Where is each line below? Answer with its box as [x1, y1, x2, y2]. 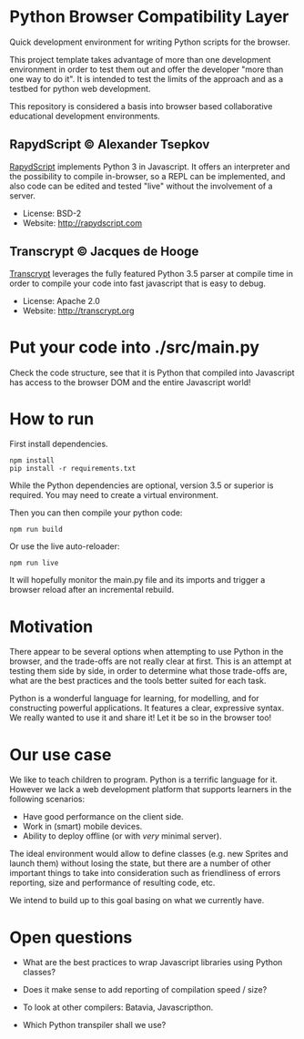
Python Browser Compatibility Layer [9, 6, 289, 27]
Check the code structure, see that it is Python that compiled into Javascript [9, 367, 295, 378]
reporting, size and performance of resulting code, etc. [9, 877, 216, 889]
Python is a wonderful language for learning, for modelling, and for [9, 693, 259, 704]
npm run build [9, 525, 64, 535]
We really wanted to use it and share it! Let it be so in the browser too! [9, 712, 272, 723]
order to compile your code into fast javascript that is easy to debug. [9, 278, 267, 289]
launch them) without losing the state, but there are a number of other [9, 858, 271, 869]
